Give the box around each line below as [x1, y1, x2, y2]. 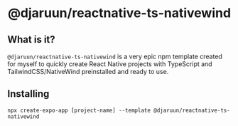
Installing [7, 88, 50, 100]
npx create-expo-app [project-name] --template [7, 107, 151, 114]
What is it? [7, 33, 55, 46]
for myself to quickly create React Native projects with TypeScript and [7, 60, 212, 68]
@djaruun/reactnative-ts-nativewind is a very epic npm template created [7, 52, 222, 61]
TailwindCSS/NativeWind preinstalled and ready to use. [7, 68, 169, 75]
